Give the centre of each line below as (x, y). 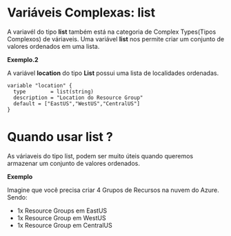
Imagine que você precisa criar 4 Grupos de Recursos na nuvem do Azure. (113, 190)
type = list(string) (54, 92)
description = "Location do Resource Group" (78, 98)
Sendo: (17, 197)
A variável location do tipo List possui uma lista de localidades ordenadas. (113, 73)
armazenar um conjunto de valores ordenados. (73, 163)
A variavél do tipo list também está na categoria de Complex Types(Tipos (112, 32)
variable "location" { (40, 85)
